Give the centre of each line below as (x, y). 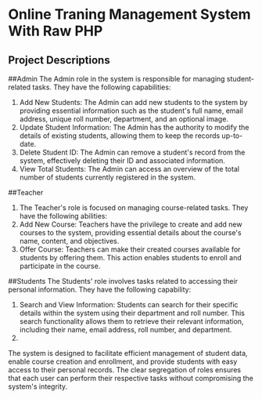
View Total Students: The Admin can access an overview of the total (129, 169)
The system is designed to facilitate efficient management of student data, (128, 353)
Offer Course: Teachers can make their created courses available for (130, 249)
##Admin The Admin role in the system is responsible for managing (117, 79)
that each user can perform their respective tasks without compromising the (131, 378)
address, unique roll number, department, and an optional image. (124, 119)
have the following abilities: (63, 216)
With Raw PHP (56, 31)
